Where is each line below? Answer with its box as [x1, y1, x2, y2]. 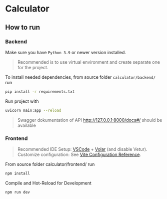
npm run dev [5, 189, 30, 194]
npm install [5, 171, 30, 176]
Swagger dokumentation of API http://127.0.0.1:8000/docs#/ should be [17, 117, 162, 123]
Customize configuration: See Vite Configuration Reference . [17, 151, 141, 157]
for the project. [17, 64, 48, 70]
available [17, 122, 36, 128]
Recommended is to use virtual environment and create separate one [17, 59, 160, 65]
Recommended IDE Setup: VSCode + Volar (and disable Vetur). [17, 146, 147, 152]
